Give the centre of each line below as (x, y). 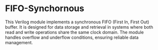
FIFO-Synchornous (45, 8)
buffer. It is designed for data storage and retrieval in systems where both (79, 27)
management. (19, 42)
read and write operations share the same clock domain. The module (75, 32)
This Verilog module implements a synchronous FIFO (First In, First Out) (77, 22)
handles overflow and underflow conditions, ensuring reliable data (72, 37)
